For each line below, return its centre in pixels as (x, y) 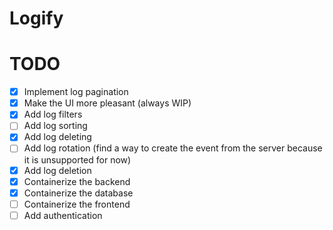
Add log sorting (55, 126)
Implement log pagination (76, 92)
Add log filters (53, 114)
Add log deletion (57, 170)
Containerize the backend (77, 181)
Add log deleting (57, 137)
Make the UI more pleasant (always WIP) (107, 103)
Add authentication (63, 215)
